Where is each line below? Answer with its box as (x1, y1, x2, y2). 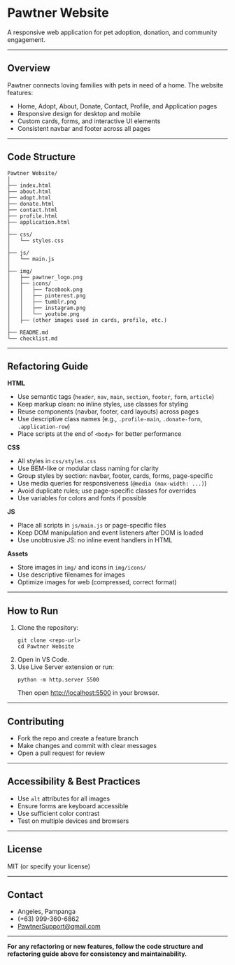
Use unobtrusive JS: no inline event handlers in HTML (17, 536, 173, 544)
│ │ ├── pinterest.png (7, 292, 86, 299)
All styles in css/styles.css (17, 457, 97, 465)
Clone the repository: (17, 624, 79, 632)
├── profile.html (7, 212, 58, 220)
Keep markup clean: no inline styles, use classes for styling (17, 400, 189, 409)
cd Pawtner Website (17, 643, 75, 650)
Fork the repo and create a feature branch (17, 734, 138, 742)
